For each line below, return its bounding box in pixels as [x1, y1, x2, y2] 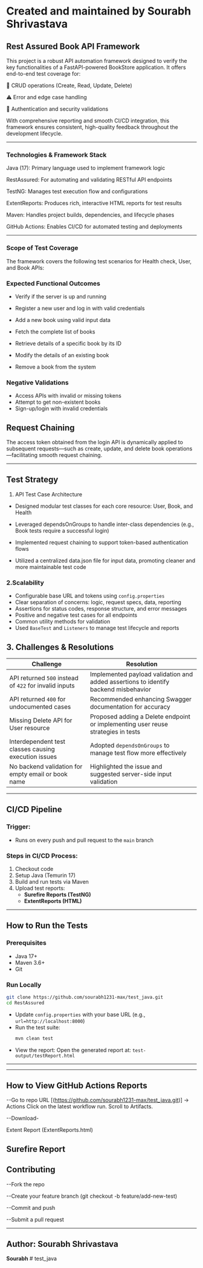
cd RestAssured [6, 1000, 45, 1006]
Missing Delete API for [9, 716, 72, 724]
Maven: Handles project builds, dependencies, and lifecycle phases [6, 211, 175, 218]
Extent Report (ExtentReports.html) [6, 1126, 94, 1134]
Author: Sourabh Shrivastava [6, 1239, 119, 1249]
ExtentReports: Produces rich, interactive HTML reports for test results [6, 200, 182, 207]
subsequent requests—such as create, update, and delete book [6, 445, 165, 452]
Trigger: [6, 823, 31, 831]
